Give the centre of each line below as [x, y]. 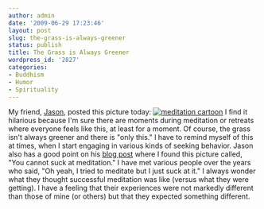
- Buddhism [26, 75]
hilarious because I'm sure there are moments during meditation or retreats [131, 121]
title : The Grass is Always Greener [69, 52]
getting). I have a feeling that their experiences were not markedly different [131, 188]
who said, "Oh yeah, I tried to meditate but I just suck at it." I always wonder [132, 171]
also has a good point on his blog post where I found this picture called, [125, 154]
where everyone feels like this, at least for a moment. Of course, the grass [129, 129]
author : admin [32, 15]
